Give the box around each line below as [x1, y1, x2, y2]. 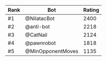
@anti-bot [25, 23, 50, 30]
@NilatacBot [25, 15, 55, 22]
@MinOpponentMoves [25, 48, 79, 54]
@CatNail [25, 31, 48, 38]
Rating [83, 7, 99, 13]
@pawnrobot [25, 40, 56, 46]
